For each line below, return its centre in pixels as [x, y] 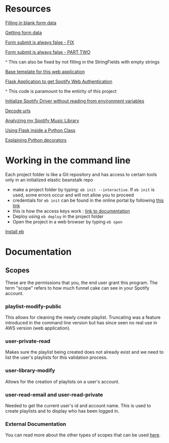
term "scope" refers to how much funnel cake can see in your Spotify [77, 288]
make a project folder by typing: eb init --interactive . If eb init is [83, 189]
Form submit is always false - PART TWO [48, 52]
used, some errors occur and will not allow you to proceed [73, 195]
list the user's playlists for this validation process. [57, 357]
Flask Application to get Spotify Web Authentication [59, 81]
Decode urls [18, 110]
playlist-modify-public [33, 306]
